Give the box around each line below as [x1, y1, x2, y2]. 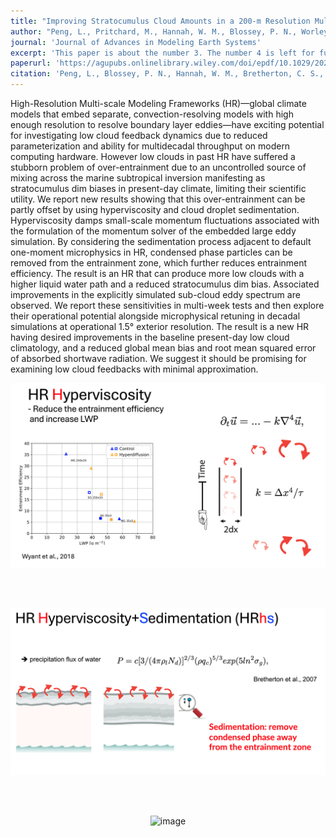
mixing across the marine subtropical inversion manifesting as [10, 172, 266, 184]
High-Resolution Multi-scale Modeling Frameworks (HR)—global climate [10, 98, 307, 109]
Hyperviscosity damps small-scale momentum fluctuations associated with [10, 215, 320, 226]
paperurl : [10, 58, 52, 69]
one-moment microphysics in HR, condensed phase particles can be [10, 246, 293, 258]
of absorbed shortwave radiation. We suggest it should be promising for [10, 353, 307, 364]
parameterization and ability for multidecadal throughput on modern [10, 140, 291, 152]
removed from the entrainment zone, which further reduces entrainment [10, 257, 308, 269]
